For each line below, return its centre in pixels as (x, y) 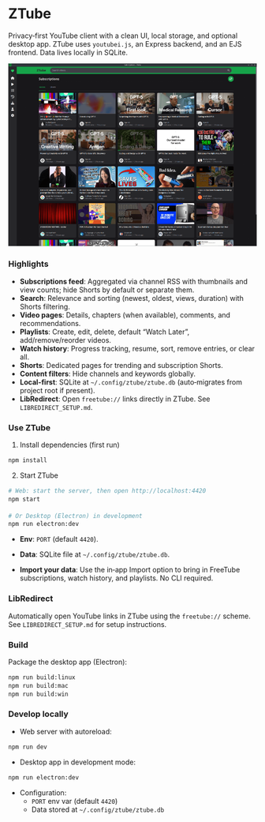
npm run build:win (38, 694)
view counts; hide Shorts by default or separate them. (107, 290)
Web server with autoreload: (65, 731)
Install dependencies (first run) (69, 445)
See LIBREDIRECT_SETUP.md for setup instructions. (88, 624)
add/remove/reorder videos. (65, 340)
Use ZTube (30, 427)
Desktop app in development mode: (78, 762)
